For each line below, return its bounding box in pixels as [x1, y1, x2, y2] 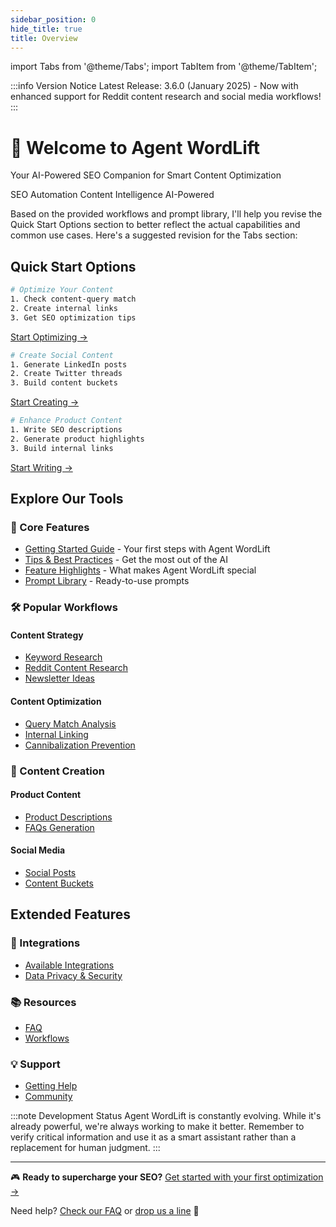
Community [24, 1091, 73, 1103]
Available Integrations [24, 959, 115, 971]
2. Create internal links [10, 303, 118, 313]
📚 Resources [10, 995, 77, 1009]
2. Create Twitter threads [10, 369, 123, 379]
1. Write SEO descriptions [10, 425, 123, 435]
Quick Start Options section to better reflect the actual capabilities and [10, 219, 301, 231]
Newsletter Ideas [24, 672, 95, 685]
